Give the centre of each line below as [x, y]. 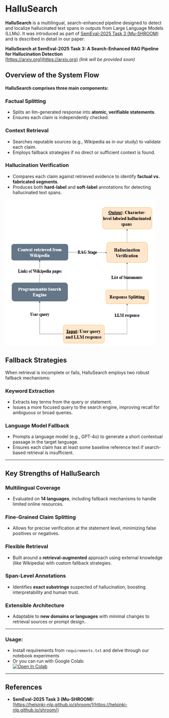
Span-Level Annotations [36, 576]
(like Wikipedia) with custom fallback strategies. [62, 563]
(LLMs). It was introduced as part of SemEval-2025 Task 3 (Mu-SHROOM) [82, 33]
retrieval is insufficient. [50, 453]
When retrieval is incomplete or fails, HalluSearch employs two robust [77, 372]
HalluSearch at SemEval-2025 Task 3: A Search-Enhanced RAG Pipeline [82, 48]
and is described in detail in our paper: [45, 39]
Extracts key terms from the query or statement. [62, 402]
